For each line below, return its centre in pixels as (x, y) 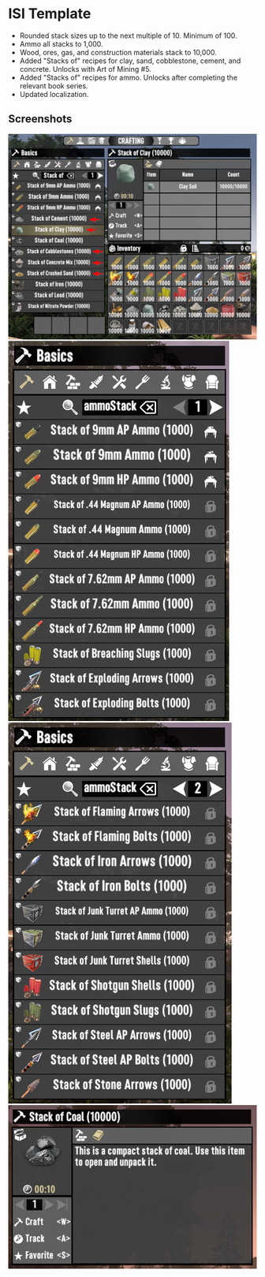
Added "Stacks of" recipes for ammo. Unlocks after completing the (129, 77)
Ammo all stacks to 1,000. (62, 43)
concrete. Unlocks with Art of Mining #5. (85, 69)
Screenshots (40, 119)
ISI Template (50, 14)
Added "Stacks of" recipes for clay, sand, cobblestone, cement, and (130, 61)
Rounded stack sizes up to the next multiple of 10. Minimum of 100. (128, 35)
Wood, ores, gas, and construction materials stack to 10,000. (118, 52)
